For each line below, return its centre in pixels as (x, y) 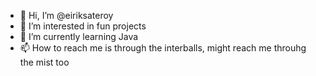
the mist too (44, 62)
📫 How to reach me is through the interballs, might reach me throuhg (163, 48)
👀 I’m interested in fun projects (83, 26)
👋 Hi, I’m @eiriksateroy (66, 15)
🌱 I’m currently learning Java (79, 36)
